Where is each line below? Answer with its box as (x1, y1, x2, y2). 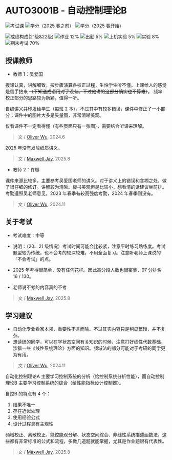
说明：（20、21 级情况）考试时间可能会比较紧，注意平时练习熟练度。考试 (12, 243, 166, 249)
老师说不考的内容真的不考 (12, 284, 67, 290)
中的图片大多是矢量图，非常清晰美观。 (23, 112, 104, 118)
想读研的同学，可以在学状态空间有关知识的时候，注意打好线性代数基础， (12, 339, 165, 345)
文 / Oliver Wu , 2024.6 (17, 134, 65, 140)
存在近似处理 (12, 408, 40, 414)
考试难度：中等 (12, 232, 45, 238)
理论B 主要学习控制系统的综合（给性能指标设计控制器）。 (5, 380, 124, 386)
